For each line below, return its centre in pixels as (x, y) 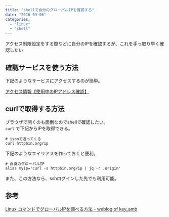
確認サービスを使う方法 (42, 68)
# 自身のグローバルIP (25, 164)
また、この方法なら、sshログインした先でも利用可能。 (62, 178)
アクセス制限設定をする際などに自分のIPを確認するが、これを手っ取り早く (82, 44)
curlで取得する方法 (35, 109)
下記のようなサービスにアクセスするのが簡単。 (54, 80)
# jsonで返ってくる (23, 139)
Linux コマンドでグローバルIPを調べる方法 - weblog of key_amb (71, 209)
